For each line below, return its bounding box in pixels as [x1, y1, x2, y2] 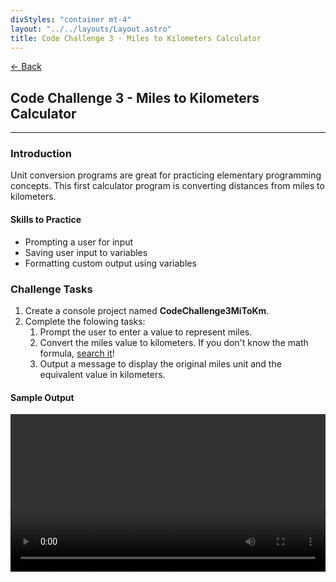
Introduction [10, 147, 72, 161]
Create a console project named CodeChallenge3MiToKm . [24, 304, 270, 316]
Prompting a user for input [24, 236, 134, 248]
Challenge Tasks [10, 282, 93, 296]
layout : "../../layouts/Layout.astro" [10, 24, 172, 34]
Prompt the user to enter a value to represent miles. [39, 326, 253, 338]
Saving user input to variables [24, 246, 148, 258]
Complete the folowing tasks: [24, 315, 146, 327]
